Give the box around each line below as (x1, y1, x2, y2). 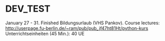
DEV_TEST (5, 3, 51, 15)
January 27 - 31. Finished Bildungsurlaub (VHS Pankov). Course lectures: (5, 20, 160, 26)
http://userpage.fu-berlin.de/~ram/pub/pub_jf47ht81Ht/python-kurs (5, 25, 149, 31)
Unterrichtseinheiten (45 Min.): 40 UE (5, 30, 85, 36)
